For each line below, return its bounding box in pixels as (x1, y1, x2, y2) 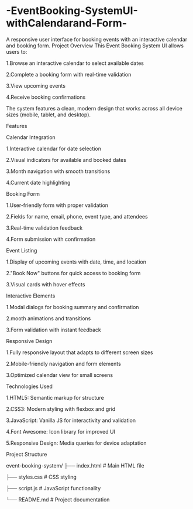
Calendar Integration (6, 133, 56, 141)
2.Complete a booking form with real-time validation (6, 71, 132, 78)
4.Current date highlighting (6, 179, 71, 186)
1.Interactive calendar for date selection (6, 145, 101, 152)
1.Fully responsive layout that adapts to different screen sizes (6, 349, 153, 356)
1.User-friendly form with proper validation (6, 202, 109, 209)
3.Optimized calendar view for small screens (6, 371, 113, 378)
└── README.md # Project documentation (6, 496, 110, 503)
